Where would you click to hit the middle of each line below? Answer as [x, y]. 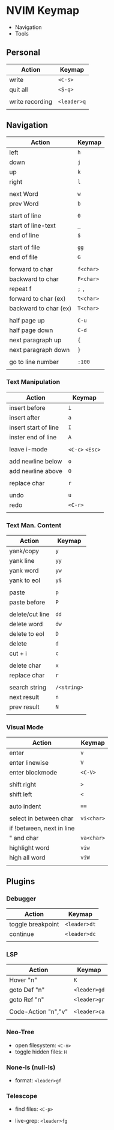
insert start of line [34, 427]
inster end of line [33, 437]
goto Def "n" [27, 990]
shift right [23, 785]
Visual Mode [25, 727]
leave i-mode [28, 449]
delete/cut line [29, 614]
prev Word [24, 204]
